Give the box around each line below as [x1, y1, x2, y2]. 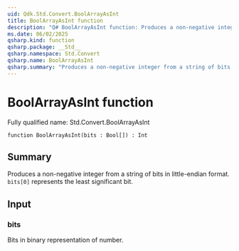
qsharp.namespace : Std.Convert [7, 51, 100, 58]
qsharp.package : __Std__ [7, 43, 81, 51]
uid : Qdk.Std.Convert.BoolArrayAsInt [7, 10, 119, 18]
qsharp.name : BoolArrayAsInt [7, 57, 94, 64]
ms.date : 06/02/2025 [7, 30, 69, 38]
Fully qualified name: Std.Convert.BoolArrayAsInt [7, 118, 150, 126]
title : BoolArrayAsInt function [7, 17, 103, 24]
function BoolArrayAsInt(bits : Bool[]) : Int [7, 131, 148, 139]
